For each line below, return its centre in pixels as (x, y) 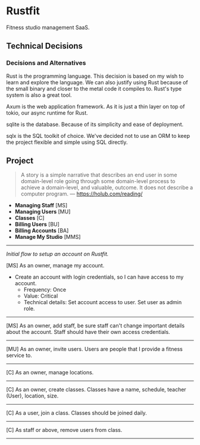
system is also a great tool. (39, 95)
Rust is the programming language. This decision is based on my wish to (95, 76)
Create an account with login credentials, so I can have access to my (99, 277)
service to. (19, 355)
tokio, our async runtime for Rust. (47, 113)
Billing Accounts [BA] (42, 231)
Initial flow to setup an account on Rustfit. (57, 254)
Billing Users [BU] (37, 225)
